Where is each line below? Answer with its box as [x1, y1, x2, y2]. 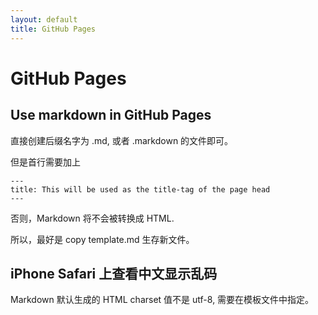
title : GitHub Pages [10, 24, 97, 34]
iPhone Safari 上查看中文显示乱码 [10, 265, 218, 282]
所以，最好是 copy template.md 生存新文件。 [10, 233, 195, 245]
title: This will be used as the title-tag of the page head [10, 184, 271, 195]
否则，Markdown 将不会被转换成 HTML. [10, 212, 175, 224]
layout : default [10, 14, 78, 25]
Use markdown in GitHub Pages [10, 107, 212, 124]
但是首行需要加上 [10, 156, 81, 168]
